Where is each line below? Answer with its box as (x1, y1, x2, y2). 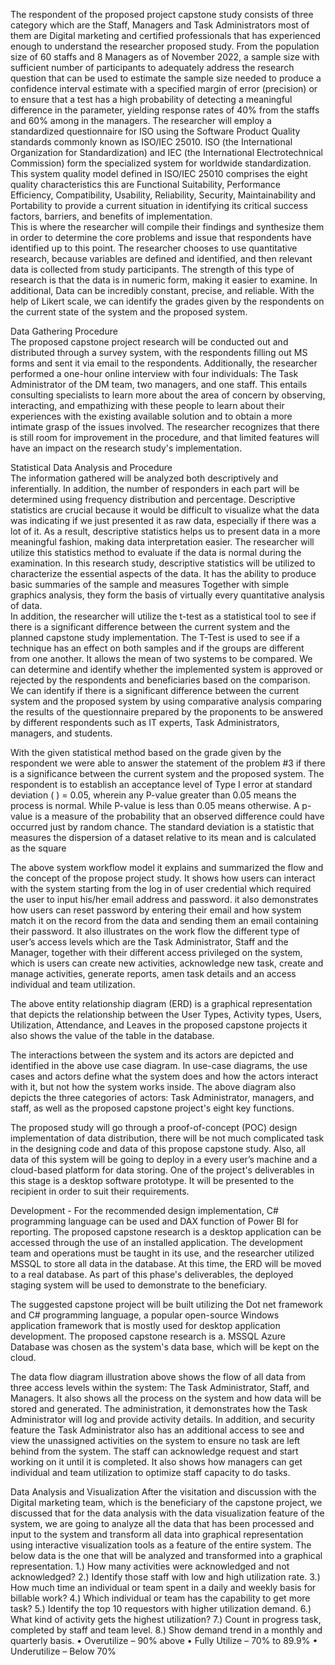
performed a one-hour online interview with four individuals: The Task (10, 368, 299, 379)
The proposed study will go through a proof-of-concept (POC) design (10, 1122, 298, 1133)
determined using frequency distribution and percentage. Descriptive (10, 494, 296, 505)
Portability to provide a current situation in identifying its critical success (10, 200, 308, 211)
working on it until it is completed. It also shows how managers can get (10, 1456, 303, 1468)
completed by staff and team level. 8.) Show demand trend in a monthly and (10, 1624, 323, 1636)
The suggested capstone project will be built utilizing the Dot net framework (10, 1299, 323, 1310)
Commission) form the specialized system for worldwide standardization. (10, 157, 312, 169)
